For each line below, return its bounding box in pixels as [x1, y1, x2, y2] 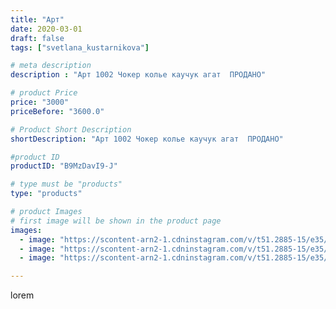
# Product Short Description [10, 124, 132, 135]
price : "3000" [10, 97, 70, 107]
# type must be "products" [10, 179, 123, 190]
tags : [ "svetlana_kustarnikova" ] [10, 42, 150, 53]
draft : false [10, 33, 65, 43]
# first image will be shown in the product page [10, 216, 222, 226]
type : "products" [10, 189, 83, 199]
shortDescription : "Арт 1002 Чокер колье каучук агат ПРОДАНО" [10, 134, 284, 144]
